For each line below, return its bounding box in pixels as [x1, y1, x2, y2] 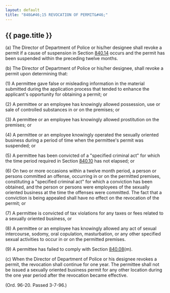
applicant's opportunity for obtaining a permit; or [5, 91, 108, 97]
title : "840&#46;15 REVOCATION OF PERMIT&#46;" [5, 12, 108, 17]
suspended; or [5, 143, 36, 149]
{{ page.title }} [5, 31, 52, 40]
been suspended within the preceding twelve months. [5, 56, 118, 62]
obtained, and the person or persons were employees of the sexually [5, 184, 150, 190]
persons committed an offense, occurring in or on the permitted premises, [5, 173, 161, 179]
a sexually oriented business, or [5, 216, 72, 222]
